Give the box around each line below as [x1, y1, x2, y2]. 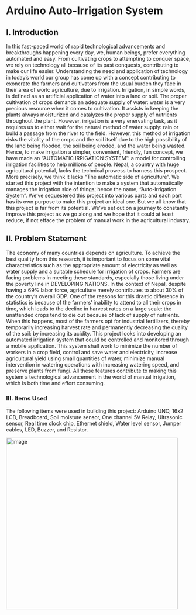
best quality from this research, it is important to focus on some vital [6, 255, 171, 262]
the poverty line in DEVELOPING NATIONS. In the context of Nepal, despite [6, 280, 186, 287]
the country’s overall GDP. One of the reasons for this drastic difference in [6, 292, 184, 299]
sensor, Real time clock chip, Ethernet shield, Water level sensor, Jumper [6, 420, 181, 427]
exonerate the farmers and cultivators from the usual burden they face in [6, 80, 181, 87]
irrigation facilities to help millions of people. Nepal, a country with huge [6, 161, 180, 168]
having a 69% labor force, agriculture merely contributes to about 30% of [6, 286, 184, 293]
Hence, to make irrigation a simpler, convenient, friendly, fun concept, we [6, 148, 183, 156]
